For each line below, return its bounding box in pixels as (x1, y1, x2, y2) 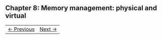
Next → (39, 26, 57, 33)
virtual (5, 12, 26, 20)
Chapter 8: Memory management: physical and (5, 4, 157, 12)
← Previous (8, 26, 35, 33)
